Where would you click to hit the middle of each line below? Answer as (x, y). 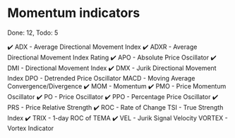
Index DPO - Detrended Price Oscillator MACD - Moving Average (101, 78)
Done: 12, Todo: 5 (33, 33)
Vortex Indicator (31, 128)
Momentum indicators (74, 13)
